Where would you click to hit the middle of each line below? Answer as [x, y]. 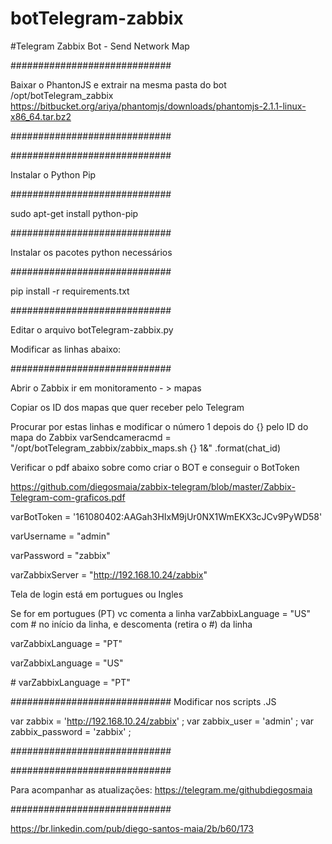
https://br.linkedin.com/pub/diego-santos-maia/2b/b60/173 [132, 828]
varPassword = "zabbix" [60, 555]
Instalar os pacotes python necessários [91, 252]
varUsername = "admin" [60, 536]
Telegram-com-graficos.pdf [68, 497]
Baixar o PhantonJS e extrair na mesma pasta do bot [118, 84]
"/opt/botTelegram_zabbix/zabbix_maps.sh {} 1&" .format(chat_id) [145, 448]
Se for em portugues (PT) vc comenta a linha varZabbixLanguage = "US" [161, 613]
